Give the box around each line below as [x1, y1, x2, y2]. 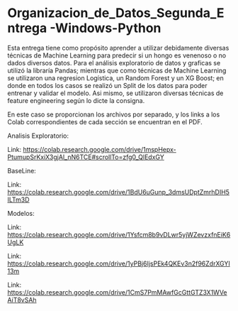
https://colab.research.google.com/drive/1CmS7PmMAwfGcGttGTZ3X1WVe [7, 288, 228, 296]
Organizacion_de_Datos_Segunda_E [7, 5, 225, 21]
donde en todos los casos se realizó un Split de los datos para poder [7, 81, 208, 89]
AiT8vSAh [7, 295, 37, 304]
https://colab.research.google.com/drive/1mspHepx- [23, 145, 177, 153]
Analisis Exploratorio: [7, 131, 69, 140]
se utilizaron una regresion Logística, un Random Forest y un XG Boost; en [7, 73, 225, 82]
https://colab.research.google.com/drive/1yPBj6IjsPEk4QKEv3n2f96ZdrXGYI [7, 259, 230, 268]
